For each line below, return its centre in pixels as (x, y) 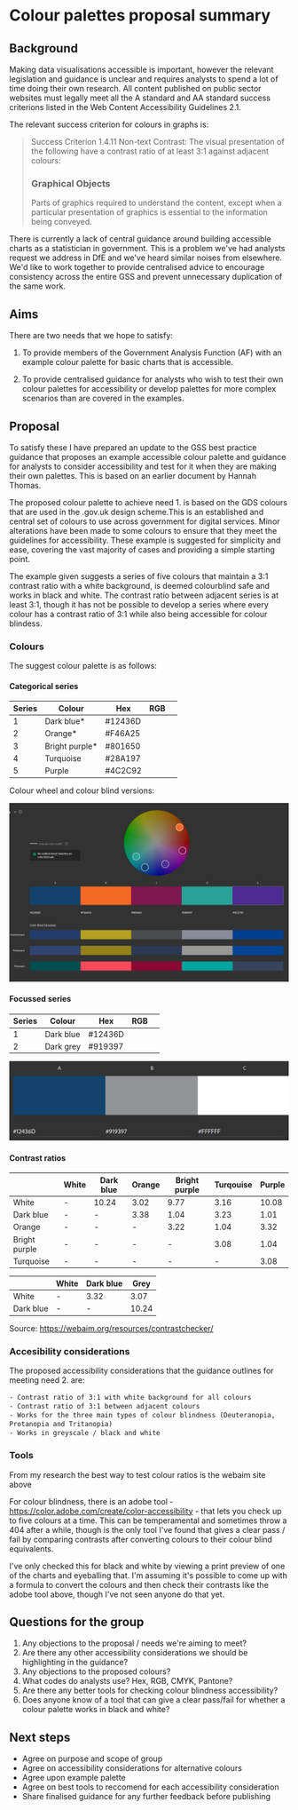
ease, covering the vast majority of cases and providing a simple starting (142, 549)
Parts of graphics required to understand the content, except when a (156, 203)
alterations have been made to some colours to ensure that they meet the (143, 530)
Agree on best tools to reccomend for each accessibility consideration (150, 1787)
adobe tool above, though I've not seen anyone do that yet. (117, 1594)
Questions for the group (77, 1622)
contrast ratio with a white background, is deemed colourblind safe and (140, 585)
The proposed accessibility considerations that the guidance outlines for (141, 1371)
